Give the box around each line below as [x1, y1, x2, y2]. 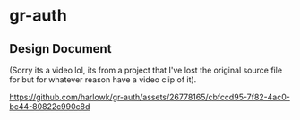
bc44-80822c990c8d [9, 101, 90, 112]
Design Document [9, 41, 112, 56]
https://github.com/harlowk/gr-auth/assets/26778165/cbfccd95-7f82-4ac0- [9, 91, 291, 102]
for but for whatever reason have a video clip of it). [9, 74, 197, 85]
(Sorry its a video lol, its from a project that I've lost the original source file [9, 64, 283, 75]
